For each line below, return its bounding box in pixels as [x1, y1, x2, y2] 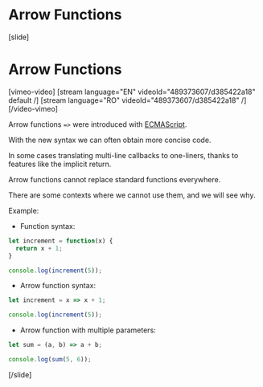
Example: [8, 206, 39, 215]
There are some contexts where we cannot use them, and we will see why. [8, 190, 256, 200]
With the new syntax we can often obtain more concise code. [8, 135, 212, 145]
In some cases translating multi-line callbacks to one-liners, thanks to [8, 150, 239, 160]
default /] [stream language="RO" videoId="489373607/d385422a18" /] [8, 95, 247, 105]
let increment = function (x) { [8, 237, 113, 245]
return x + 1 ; [15, 244, 63, 252]
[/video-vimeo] [8, 104, 59, 113]
